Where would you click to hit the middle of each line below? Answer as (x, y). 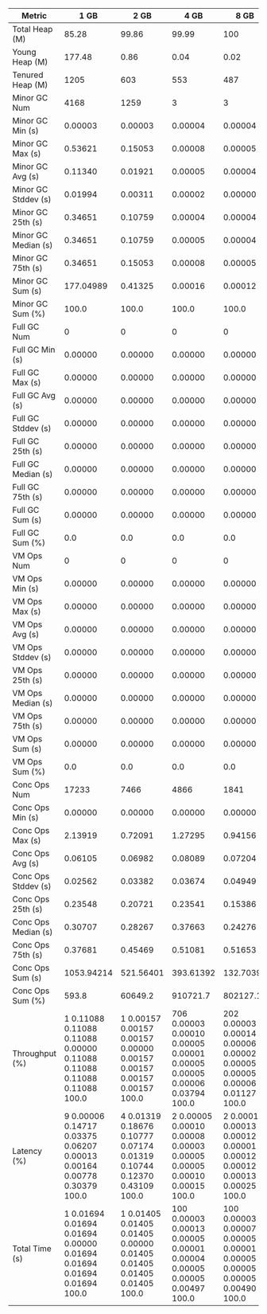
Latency (27, 1151)
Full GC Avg (34, 395)
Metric (34, 16)
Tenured (28, 75)
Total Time (32, 1248)
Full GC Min (34, 350)
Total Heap (33, 29)
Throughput (35, 1053)
